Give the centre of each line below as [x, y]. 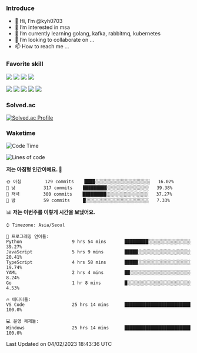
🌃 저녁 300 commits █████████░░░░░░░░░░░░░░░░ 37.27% [89, 194]
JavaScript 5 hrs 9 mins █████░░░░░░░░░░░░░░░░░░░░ [98, 252]
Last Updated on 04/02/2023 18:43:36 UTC [59, 344]
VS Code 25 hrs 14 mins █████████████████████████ [98, 305]
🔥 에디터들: [19, 300]
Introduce [20, 8]
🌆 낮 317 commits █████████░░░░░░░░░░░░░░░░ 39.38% [89, 188]
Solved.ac [21, 105]
